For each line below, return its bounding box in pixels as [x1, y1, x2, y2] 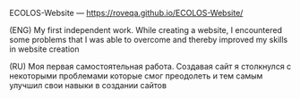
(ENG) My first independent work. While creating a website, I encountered [9, 25, 282, 35]
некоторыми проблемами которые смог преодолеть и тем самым [9, 70, 263, 81]
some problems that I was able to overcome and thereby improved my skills [9, 35, 288, 45]
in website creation [9, 44, 80, 54]
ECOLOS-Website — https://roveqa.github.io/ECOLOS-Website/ [9, 8, 244, 18]
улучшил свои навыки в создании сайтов [9, 80, 167, 90]
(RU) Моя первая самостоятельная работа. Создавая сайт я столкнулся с [9, 62, 292, 71]
